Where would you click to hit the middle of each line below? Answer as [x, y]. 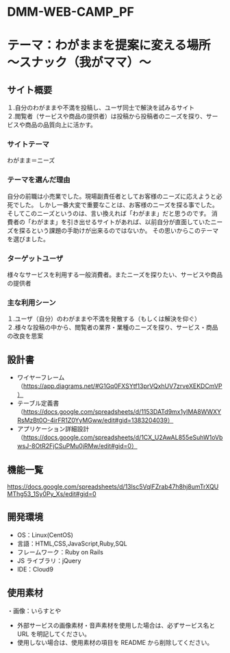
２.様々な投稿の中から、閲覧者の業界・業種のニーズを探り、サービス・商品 [113, 328]
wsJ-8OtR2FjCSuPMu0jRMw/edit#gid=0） [77, 446]
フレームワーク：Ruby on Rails [60, 552]
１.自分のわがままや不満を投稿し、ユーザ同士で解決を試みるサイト [101, 108]
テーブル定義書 [38, 403]
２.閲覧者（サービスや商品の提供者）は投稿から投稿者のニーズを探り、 [107, 116]
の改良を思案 [25, 336]
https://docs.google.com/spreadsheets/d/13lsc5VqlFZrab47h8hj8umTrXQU [113, 486]
